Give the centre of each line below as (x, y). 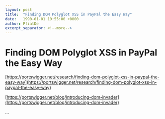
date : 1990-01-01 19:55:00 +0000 (42, 19)
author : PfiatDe (22, 24)
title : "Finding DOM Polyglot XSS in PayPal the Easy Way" (69, 14)
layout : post (19, 10)
